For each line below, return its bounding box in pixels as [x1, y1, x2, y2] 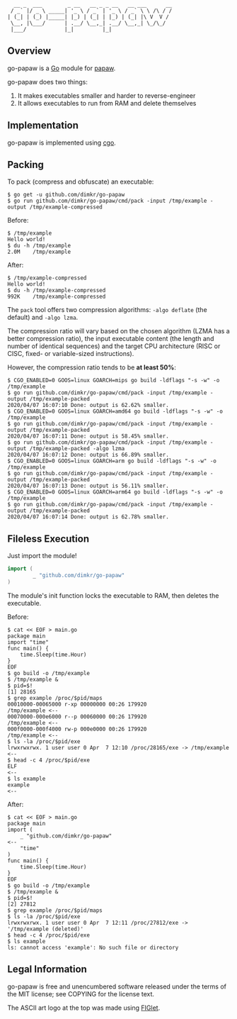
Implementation [7, 119, 79, 132]
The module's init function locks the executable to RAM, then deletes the [7, 591, 219, 600]
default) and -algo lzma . [7, 313, 79, 322]
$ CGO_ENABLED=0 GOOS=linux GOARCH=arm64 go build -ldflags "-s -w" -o [7, 489, 223, 496]
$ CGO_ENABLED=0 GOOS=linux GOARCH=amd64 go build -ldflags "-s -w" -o [7, 408, 223, 416]
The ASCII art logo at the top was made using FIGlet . [7, 1003, 161, 1012]
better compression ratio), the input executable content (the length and [7, 335, 214, 343]
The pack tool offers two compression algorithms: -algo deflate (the [7, 306, 207, 314]
